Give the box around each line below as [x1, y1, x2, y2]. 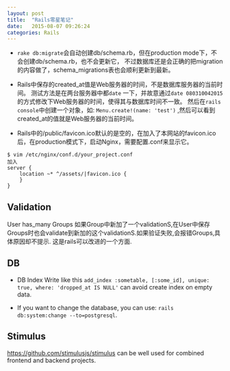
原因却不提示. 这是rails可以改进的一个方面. [12, 238, 132, 246]
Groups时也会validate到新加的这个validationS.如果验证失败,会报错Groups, [7, 229, 215, 237]
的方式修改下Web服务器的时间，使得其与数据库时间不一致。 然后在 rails [16, 97, 221, 106]
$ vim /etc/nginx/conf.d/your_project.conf [7, 151, 133, 158]
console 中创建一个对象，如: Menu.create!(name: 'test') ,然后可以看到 [16, 106, 216, 114]
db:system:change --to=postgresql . [16, 311, 118, 319]
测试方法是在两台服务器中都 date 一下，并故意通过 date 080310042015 [30, 89, 224, 97]
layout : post [7, 10, 44, 17]
